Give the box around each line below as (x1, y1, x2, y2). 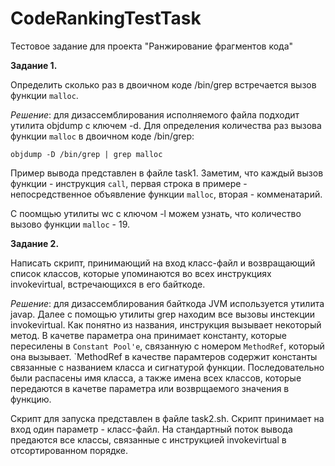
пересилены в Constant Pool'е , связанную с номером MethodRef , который (10, 340, 325, 352)
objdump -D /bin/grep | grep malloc (10, 149, 163, 159)
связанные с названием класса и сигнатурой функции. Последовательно (10, 361, 325, 373)
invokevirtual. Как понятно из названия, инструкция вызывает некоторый (10, 318, 322, 331)
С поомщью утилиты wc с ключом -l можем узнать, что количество (10, 207, 302, 219)
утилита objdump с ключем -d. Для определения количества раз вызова (10, 119, 322, 131)
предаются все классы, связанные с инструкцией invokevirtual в (10, 433, 287, 446)
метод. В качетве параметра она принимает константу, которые (10, 329, 287, 341)
